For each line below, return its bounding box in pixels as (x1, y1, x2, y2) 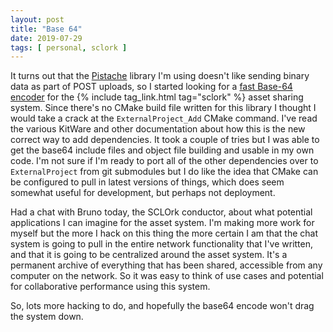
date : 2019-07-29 (10, 33, 83, 43)
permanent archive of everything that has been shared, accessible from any (10, 259, 323, 271)
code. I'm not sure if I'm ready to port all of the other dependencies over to (10, 155, 319, 167)
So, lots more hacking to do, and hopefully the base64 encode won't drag (10, 300, 315, 312)
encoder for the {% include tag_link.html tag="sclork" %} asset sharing (10, 91, 304, 103)
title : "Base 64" (10, 24, 83, 34)
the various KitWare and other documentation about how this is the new (10, 123, 306, 135)
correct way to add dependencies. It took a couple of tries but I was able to (10, 134, 320, 146)
